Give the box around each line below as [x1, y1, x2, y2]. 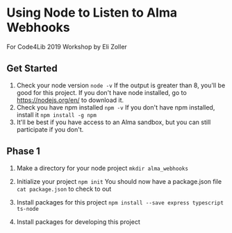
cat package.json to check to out [16, 184, 112, 193]
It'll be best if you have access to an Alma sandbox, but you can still [16, 118, 211, 126]
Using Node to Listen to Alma [6, 5, 178, 21]
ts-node [16, 205, 39, 212]
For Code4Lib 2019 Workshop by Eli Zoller [6, 42, 128, 51]
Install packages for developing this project [16, 217, 140, 226]
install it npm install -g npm [16, 110, 97, 119]
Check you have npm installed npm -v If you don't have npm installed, [16, 103, 215, 112]
